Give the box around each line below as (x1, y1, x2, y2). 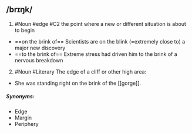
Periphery (14, 120, 39, 127)
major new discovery (14, 44, 66, 51)
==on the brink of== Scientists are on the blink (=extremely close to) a (14, 38, 186, 45)
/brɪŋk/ (6, 5, 33, 15)
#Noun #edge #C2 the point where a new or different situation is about (14, 20, 187, 27)
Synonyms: (6, 93, 35, 100)
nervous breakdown (14, 56, 63, 64)
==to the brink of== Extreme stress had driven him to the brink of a (14, 50, 177, 58)
